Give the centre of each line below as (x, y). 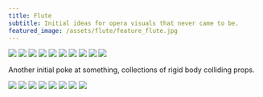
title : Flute (30, 16)
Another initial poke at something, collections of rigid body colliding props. (131, 70)
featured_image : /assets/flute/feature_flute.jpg (93, 30)
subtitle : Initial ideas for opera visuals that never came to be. (124, 23)
